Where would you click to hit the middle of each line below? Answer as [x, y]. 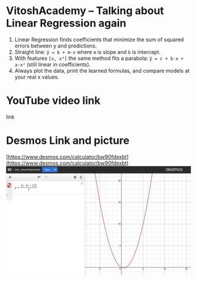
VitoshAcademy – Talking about [85, 11]
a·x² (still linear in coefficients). [52, 64]
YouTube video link [53, 101]
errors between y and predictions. [55, 46]
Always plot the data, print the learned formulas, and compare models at [102, 70]
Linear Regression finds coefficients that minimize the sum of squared [99, 39]
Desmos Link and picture [68, 140]
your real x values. [37, 77]
